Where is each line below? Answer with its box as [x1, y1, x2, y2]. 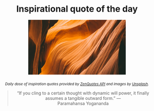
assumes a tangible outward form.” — [45, 95, 121, 101]
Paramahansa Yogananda [58, 100, 109, 106]
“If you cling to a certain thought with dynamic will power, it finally [17, 90, 150, 96]
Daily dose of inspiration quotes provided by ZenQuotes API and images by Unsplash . [5, 81, 149, 86]
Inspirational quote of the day [16, 3, 138, 15]
